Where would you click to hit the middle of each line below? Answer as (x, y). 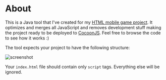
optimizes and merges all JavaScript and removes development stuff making (83, 27)
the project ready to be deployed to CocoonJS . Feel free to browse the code (83, 33)
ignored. (14, 72)
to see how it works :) (27, 38)
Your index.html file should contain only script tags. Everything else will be (83, 67)
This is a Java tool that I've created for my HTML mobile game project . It (79, 22)
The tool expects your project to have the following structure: (68, 47)
